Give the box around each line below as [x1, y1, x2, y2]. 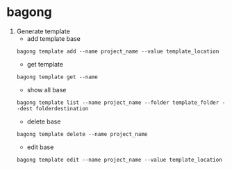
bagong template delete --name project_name [16, 130, 148, 137]
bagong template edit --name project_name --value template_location [16, 156, 223, 163]
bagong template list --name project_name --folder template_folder [16, 99, 219, 106]
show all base [26, 85, 67, 94]
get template [26, 60, 64, 68]
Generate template [16, 27, 70, 35]
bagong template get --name [16, 74, 98, 80]
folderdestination [35, 105, 89, 112]
